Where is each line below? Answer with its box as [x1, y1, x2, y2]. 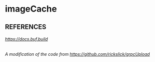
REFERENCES [5, 23, 47, 31]
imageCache [5, 3, 57, 15]
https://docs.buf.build [5, 36, 48, 42]
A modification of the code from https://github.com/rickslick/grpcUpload [5, 51, 150, 57]
